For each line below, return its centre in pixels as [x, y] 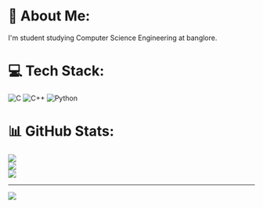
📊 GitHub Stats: [61, 131]
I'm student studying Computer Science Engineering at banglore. [113, 38]
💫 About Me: [49, 16]
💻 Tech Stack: [56, 71]
